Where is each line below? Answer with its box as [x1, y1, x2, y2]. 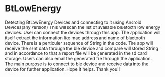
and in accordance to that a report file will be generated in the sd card [5, 50, 147, 56]
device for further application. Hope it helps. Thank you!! [5, 66, 120, 72]
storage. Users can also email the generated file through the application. [5, 55, 152, 61]
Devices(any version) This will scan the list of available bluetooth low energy [5, 24, 160, 30]
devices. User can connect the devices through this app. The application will [5, 29, 161, 35]
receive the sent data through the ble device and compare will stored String [5, 45, 159, 51]
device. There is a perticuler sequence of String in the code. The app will [5, 40, 153, 46]
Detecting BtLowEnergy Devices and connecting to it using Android [5, 19, 142, 25]
